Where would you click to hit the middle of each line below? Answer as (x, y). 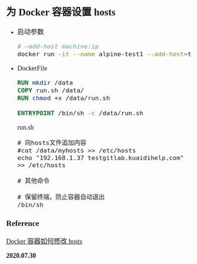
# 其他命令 (34, 181)
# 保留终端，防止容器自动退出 (61, 197)
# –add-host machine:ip (58, 46)
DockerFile (32, 69)
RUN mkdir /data (45, 83)
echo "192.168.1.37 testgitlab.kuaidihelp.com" (101, 158)
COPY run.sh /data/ (51, 90)
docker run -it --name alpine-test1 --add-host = (103, 54)
